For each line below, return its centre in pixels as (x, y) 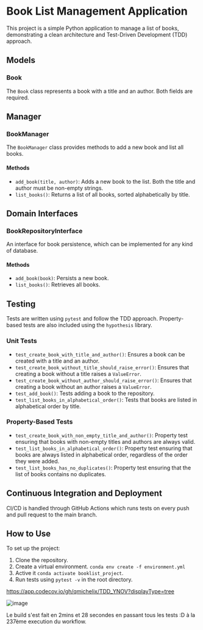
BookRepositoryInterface (45, 231)
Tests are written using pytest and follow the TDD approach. (82, 319)
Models (21, 60)
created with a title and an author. (57, 361)
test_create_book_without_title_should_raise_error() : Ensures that (102, 367)
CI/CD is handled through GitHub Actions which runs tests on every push (98, 508)
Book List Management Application (97, 11)
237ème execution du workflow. (46, 621)
